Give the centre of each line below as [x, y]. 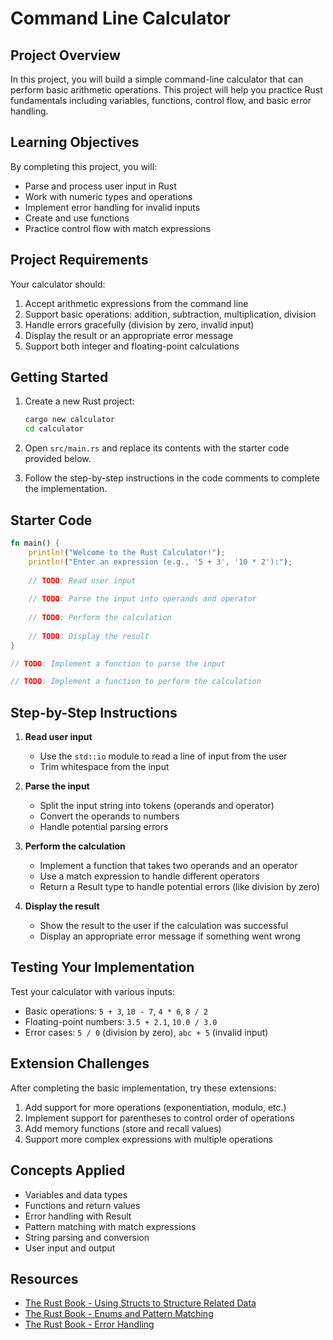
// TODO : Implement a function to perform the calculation [136, 682]
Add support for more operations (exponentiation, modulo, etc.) [155, 1107]
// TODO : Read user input [82, 580]
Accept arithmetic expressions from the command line [136, 303]
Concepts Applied [68, 1170]
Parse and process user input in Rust [100, 186]
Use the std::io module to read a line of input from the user [163, 756]
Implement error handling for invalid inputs [112, 207]
